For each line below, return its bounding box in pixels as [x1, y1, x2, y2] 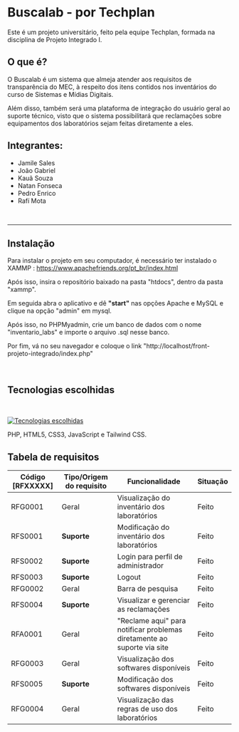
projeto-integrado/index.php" [7, 350, 94, 358]
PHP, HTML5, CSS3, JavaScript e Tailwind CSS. [7, 430, 147, 439]
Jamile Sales [17, 158, 55, 167]
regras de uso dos [117, 704, 178, 713]
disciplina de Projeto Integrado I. [7, 35, 102, 43]
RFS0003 [11, 572, 43, 582]
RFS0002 [11, 556, 43, 566]
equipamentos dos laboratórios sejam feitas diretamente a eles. [7, 119, 193, 127]
